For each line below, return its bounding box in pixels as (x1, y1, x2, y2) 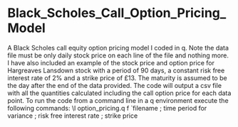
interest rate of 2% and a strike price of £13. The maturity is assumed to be (7, 73, 227, 82)
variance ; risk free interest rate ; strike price (7, 111, 138, 120)
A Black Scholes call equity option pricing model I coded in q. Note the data (7, 43, 229, 52)
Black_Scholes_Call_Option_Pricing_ (7, 5, 227, 21)
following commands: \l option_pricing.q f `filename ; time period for (7, 104, 207, 112)
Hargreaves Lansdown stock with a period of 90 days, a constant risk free (7, 66, 225, 74)
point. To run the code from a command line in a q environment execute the (7, 96, 229, 104)
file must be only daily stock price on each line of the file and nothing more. (7, 51, 229, 60)
